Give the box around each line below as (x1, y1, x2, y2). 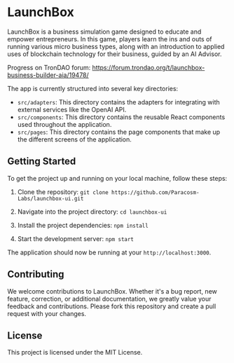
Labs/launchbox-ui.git (17, 195, 84, 202)
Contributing (7, 268, 64, 280)
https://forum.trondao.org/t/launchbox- (92, 63, 205, 71)
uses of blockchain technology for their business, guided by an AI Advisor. (7, 50, 222, 58)
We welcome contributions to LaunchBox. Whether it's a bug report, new (7, 287, 217, 295)
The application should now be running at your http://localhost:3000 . (7, 248, 212, 256)
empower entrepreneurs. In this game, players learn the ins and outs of (7, 34, 212, 43)
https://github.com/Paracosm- (111, 189, 200, 196)
